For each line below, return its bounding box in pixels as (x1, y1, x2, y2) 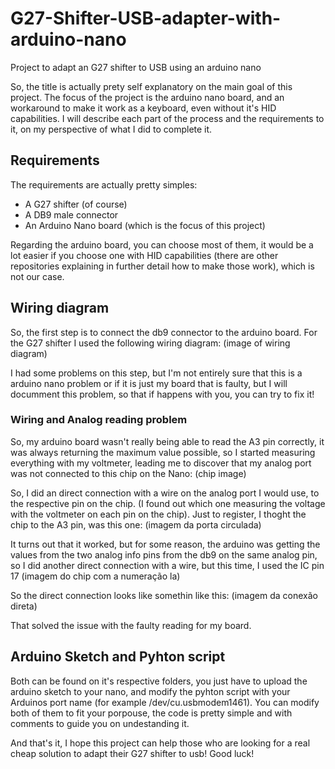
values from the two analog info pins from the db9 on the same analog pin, (10, 548, 318, 561)
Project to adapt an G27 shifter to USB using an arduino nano (10, 61, 262, 73)
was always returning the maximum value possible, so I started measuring (10, 446, 316, 458)
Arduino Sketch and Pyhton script (10, 648, 226, 666)
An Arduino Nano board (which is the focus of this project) (24, 219, 266, 231)
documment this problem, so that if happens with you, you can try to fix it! (10, 388, 315, 400)
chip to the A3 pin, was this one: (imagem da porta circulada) (10, 518, 262, 531)
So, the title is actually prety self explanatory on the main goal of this (10, 80, 293, 92)
